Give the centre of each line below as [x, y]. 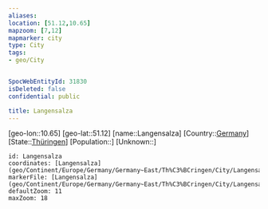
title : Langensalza [41, 111]
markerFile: [28, 177]
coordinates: [30, 164]
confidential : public [44, 97]
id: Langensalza [35, 156]
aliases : [23, 16]
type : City [26, 45]
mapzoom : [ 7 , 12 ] [35, 30]
